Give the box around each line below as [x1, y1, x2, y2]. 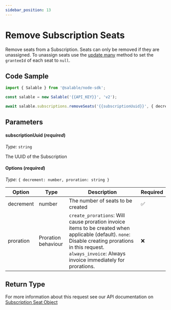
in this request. [69, 243, 104, 250]
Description [88, 188, 117, 195]
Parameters [5, 118, 43, 126]
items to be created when [69, 224, 130, 231]
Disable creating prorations [69, 237, 134, 244]
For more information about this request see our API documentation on [5, 294, 154, 300]
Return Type [5, 280, 45, 289]
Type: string [5, 143, 32, 149]
